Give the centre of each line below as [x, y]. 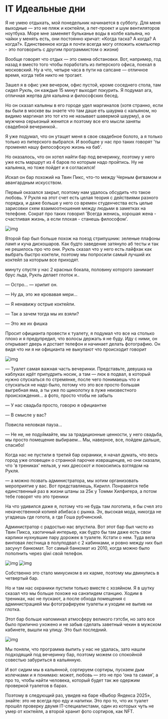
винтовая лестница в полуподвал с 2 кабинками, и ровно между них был [84, 543]
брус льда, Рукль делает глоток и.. [42, 275]
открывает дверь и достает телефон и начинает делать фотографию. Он [83, 344]
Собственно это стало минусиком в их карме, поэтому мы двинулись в [82, 573]
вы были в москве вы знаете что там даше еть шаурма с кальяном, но [81, 111]
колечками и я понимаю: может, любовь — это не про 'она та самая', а [82, 675]
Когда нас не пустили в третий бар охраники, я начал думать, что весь [81, 455]
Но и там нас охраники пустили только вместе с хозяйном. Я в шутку [80, 588]
